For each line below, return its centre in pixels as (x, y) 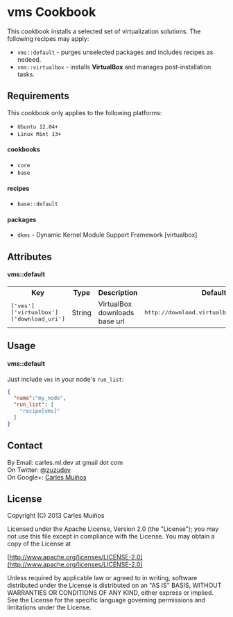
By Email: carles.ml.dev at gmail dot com (65, 462)
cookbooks (24, 149)
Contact (25, 446)
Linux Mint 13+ (39, 134)
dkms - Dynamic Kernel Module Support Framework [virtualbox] (107, 235)
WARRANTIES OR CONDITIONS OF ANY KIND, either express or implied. (110, 593)
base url (111, 321)
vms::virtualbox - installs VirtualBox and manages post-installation (114, 67)
